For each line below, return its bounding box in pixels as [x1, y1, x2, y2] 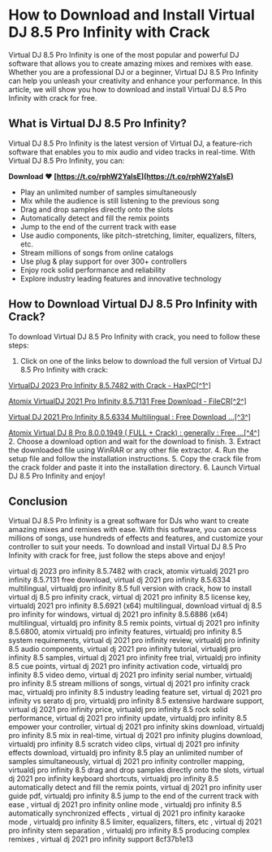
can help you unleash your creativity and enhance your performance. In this [8, 76, 262, 85]
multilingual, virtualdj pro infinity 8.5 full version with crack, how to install [8, 583, 252, 593]
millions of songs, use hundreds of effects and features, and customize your [8, 533, 264, 543]
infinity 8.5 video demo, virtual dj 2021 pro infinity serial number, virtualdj [8, 670, 253, 680]
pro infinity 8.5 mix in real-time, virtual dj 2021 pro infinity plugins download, [8, 731, 263, 741]
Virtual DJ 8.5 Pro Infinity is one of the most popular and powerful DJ [8, 50, 240, 59]
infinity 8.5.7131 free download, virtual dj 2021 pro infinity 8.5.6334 [8, 575, 231, 585]
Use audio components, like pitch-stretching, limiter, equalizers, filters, [19, 230, 257, 240]
